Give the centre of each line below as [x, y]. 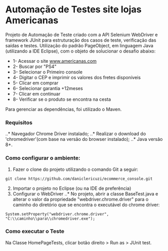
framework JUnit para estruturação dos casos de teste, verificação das [81, 40]
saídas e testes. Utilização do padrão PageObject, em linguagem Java [79, 45]
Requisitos [19, 122]
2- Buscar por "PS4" [34, 66]
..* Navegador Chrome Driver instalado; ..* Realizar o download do [76, 134]
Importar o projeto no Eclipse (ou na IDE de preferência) [72, 188]
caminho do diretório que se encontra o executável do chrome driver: [86, 205]
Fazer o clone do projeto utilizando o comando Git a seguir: [76, 169]
